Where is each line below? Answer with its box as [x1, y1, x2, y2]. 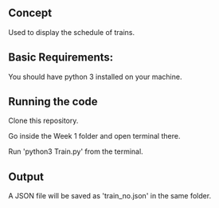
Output [8, 170, 44, 183]
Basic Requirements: [8, 51, 114, 65]
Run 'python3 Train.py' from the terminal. [8, 147, 143, 156]
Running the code [8, 95, 98, 108]
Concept [8, 6, 53, 20]
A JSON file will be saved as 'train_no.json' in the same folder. [8, 191, 212, 201]
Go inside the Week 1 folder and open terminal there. [8, 131, 181, 141]
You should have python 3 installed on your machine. [8, 72, 182, 81]
